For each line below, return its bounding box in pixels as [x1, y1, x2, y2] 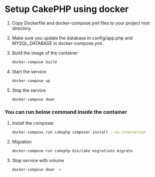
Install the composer [11, 120, 54, 126]
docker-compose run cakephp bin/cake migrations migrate [11, 148, 133, 153]
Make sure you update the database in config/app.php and [11, 35, 133, 41]
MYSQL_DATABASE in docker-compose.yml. [11, 40, 104, 46]
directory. [11, 25, 32, 31]
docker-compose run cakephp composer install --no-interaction [11, 130, 147, 135]
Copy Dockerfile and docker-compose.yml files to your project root [11, 20, 150, 26]
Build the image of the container [11, 50, 78, 56]
